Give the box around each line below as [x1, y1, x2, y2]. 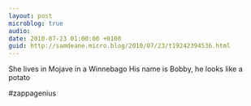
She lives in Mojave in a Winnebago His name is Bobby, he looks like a [8, 64, 244, 74]
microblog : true [8, 19, 63, 28]
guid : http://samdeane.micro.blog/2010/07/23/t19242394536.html [8, 42, 231, 50]
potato [8, 73, 31, 83]
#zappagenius [8, 88, 57, 98]
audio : [8, 27, 31, 35]
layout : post [8, 11, 53, 20]
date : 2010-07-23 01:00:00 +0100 [8, 34, 122, 43]
